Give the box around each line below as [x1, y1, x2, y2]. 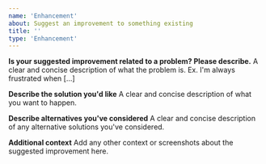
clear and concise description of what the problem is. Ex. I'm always [8, 65, 236, 75]
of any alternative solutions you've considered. [8, 122, 165, 132]
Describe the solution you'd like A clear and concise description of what [8, 90, 252, 99]
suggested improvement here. [8, 146, 109, 156]
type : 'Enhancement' [8, 34, 78, 43]
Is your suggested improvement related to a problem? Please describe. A [8, 57, 259, 66]
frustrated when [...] [8, 74, 75, 83]
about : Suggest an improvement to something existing [8, 19, 194, 27]
